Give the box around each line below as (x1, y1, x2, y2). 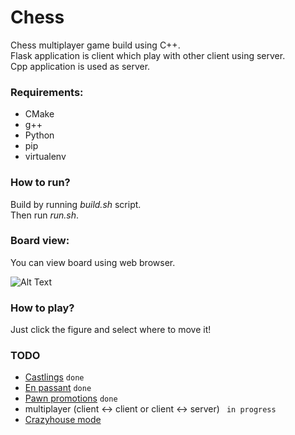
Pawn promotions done (24, 392, 118, 405)
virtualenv (24, 151, 67, 163)
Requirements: (10, 85, 84, 99)
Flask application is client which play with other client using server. (10, 49, 286, 61)
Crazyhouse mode (24, 414, 102, 426)
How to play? (10, 301, 75, 315)
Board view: (10, 234, 70, 248)
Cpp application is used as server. (10, 60, 151, 72)
